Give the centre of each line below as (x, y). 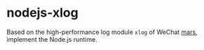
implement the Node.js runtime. (52, 39)
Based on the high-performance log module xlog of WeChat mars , (102, 32)
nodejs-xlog (42, 13)
